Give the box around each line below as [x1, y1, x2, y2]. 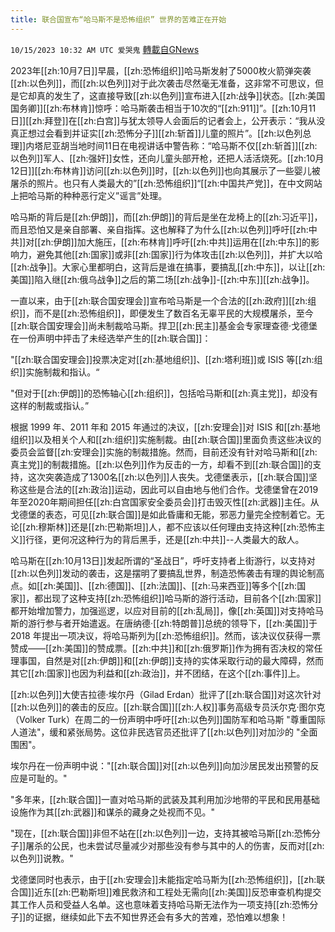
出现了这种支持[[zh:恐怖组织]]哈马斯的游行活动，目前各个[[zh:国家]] [43, 592, 322, 604]
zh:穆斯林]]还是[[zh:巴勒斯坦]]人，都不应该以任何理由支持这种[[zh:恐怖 [25, 521, 317, 533]
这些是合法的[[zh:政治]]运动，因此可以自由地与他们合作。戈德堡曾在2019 [18, 483, 319, 495]
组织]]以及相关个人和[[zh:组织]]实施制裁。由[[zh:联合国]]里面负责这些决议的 [10, 433, 322, 445]
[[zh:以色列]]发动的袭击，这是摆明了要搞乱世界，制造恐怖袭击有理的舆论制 [10, 567, 317, 579]
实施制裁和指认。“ [25, 366, 100, 378]
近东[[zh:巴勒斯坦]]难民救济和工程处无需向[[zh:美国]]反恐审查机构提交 [34, 886, 322, 898]
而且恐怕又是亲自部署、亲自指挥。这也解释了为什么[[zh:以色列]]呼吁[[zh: [10, 223, 309, 235]
